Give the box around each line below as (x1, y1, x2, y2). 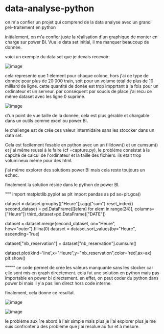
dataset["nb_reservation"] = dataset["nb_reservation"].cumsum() (5, 240, 137, 246)
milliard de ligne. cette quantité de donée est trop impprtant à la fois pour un (5, 83, 159, 89)
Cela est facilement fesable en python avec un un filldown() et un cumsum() (5, 142, 158, 147)
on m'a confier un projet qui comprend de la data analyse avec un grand (5, 19, 151, 25)
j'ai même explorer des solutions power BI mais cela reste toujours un (5, 167, 145, 173)
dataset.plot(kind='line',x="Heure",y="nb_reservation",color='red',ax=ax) (5, 250, 152, 256)
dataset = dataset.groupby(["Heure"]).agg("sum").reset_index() (5, 200, 134, 206)
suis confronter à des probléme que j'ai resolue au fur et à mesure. (5, 323, 140, 329)
